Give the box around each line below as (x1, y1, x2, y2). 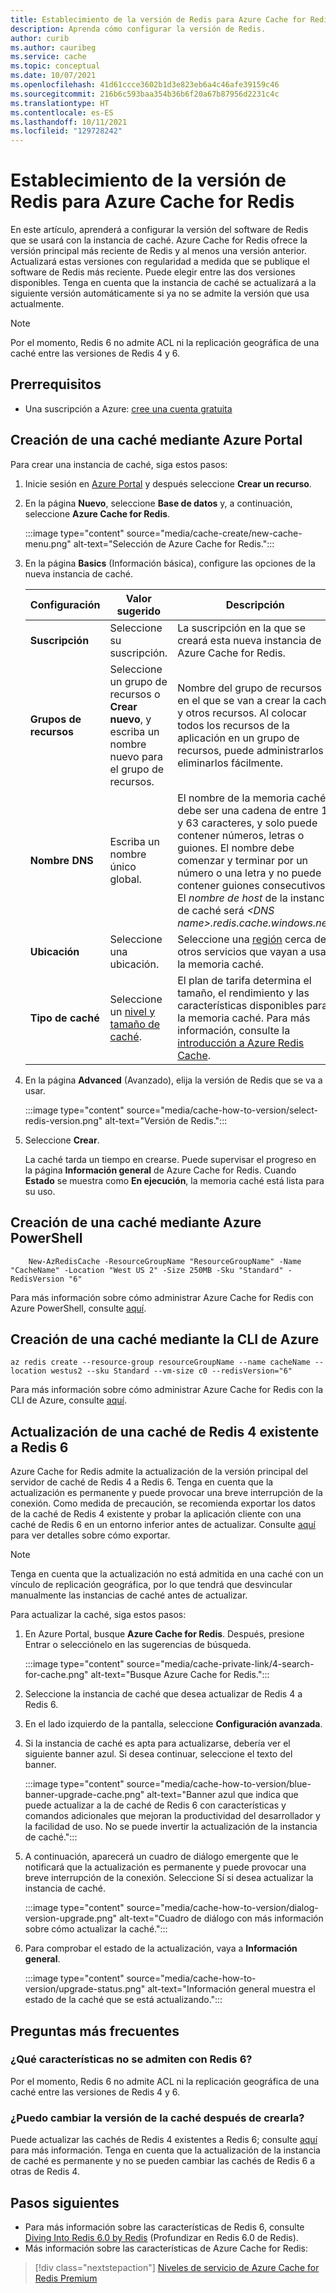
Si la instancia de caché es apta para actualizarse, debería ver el (24, 1737, 291, 1750)
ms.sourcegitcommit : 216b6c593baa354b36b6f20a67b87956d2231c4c (10, 89, 280, 99)
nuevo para (109, 749, 163, 763)
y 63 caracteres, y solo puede (177, 816, 318, 830)
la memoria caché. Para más (177, 1011, 311, 1025)
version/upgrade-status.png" (24, 1983, 146, 1995)
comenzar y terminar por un (177, 853, 309, 867)
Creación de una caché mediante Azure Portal (10, 432, 303, 449)
